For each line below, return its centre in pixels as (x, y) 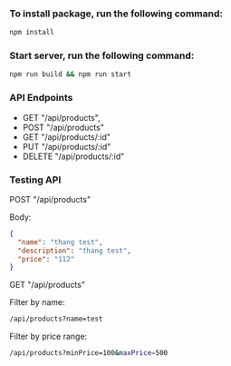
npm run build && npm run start (70, 74)
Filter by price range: (48, 336)
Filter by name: (37, 302)
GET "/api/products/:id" (67, 137)
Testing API (35, 180)
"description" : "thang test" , (74, 251)
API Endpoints (41, 98)
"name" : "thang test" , (60, 242)
